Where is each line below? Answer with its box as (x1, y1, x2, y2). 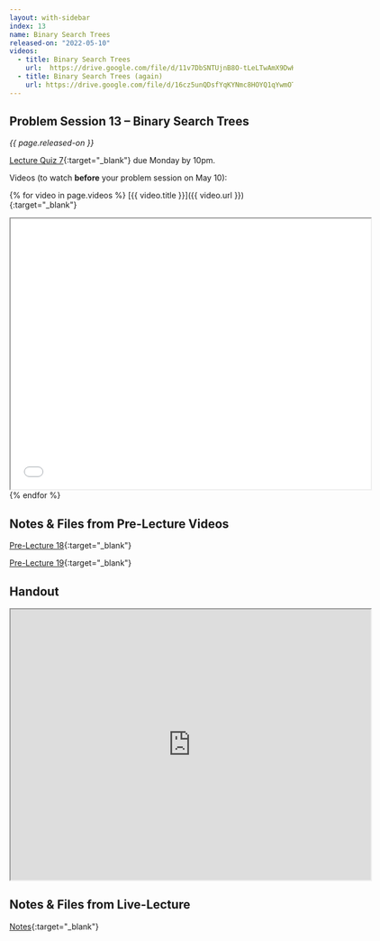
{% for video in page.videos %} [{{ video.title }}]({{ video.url (9, 190, 232, 201)
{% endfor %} (9, 490, 61, 501)
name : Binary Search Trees (9, 30, 111, 39)
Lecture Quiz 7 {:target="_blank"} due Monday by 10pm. (9, 155, 216, 166)
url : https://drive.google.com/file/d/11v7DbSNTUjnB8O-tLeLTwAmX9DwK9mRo (25, 64, 312, 73)
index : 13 (9, 22, 47, 31)
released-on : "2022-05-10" (9, 38, 111, 48)
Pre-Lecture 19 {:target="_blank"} (9, 558, 132, 568)
